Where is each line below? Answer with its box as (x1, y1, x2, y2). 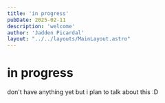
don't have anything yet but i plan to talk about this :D (7, 88, 159, 96)
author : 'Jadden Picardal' (7, 29, 85, 36)
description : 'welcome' (7, 23, 76, 30)
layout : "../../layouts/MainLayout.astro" (7, 36, 131, 43)
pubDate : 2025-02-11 (7, 16, 67, 23)
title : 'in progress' (7, 10, 69, 17)
